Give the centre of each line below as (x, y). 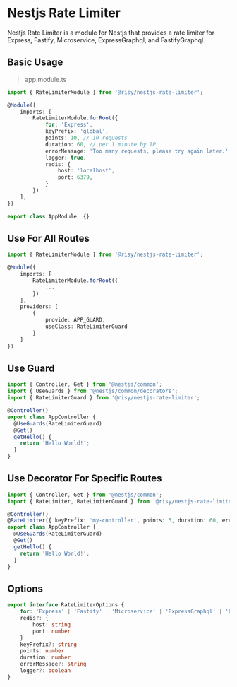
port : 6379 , (75, 177)
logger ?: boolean (45, 671)
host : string (52, 624)
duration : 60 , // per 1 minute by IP (101, 144)
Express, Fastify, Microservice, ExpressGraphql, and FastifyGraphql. (107, 40)
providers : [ (39, 307)
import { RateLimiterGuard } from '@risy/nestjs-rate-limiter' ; (104, 398)
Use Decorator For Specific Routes (85, 478)
